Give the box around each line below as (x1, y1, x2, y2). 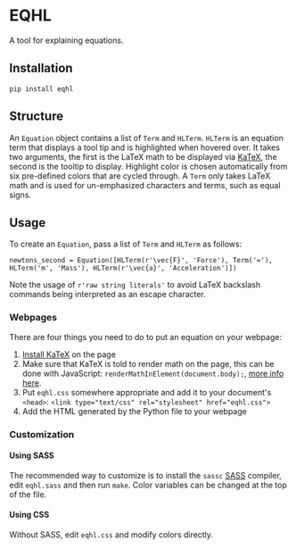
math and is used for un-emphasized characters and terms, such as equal (9, 179, 281, 190)
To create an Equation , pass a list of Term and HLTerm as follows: (9, 238, 243, 250)
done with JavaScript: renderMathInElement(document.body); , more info (21, 368, 284, 378)
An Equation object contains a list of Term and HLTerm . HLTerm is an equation (9, 132, 284, 143)
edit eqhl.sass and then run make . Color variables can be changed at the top (9, 479, 287, 490)
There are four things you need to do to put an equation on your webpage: (9, 331, 283, 342)
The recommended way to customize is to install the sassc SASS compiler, (9, 470, 283, 480)
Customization (9, 428, 75, 440)
